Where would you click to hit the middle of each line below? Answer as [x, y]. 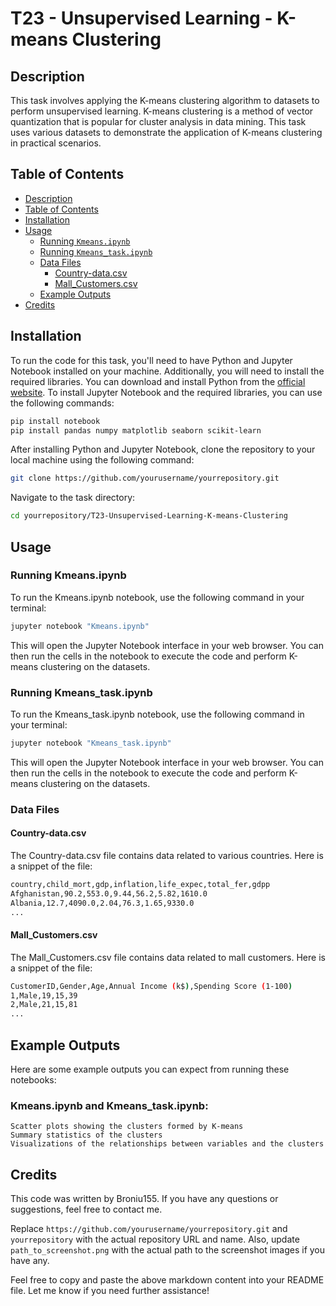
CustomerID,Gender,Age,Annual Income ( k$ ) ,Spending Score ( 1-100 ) [151, 986]
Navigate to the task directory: [73, 498]
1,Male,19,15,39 [44, 995]
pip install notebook [55, 421]
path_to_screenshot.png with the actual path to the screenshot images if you [168, 1250]
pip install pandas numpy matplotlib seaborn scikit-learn [136, 430]
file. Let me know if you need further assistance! [110, 1291]
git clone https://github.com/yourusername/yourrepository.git [145, 478]
